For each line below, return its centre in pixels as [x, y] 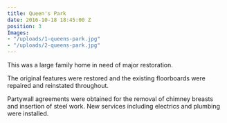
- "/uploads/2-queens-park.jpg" [54, 45]
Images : [18, 33]
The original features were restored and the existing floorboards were [106, 78]
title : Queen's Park [37, 13]
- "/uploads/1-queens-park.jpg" [54, 39]
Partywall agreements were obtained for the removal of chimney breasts [110, 99]
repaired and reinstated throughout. [58, 86]
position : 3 [24, 26]
